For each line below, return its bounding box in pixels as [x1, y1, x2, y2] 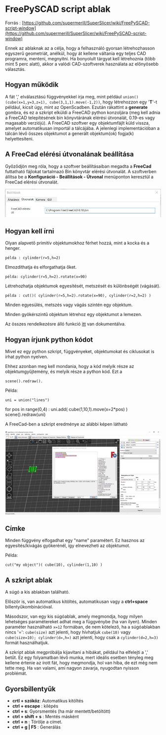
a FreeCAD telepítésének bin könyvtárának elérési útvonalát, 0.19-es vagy [5, 115, 155, 121]
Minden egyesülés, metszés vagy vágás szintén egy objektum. [5, 302, 133, 308]
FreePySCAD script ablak [5, 3, 111, 15]
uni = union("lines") [5, 397, 50, 403]
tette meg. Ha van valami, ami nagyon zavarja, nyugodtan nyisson [5, 665, 139, 671]
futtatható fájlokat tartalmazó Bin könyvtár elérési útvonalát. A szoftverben [5, 168, 157, 174]
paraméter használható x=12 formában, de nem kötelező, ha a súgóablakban [5, 624, 161, 630]
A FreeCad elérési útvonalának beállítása [5, 150, 134, 159]
